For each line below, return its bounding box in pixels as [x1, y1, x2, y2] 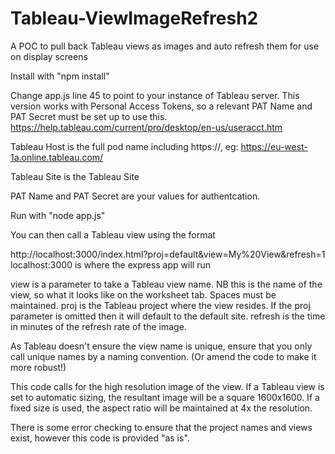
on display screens [10, 50, 88, 62]
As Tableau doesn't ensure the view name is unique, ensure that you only [10, 340, 313, 352]
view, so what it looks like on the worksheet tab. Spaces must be [10, 288, 277, 301]
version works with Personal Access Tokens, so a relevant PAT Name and [10, 100, 313, 112]
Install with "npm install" [10, 70, 110, 82]
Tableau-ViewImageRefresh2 [10, 7, 259, 30]
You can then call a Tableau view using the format [10, 228, 216, 241]
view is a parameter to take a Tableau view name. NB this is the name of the [10, 278, 323, 290]
